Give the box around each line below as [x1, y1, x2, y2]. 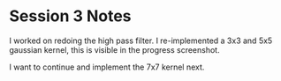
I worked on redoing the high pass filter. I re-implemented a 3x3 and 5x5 [9, 35, 273, 46]
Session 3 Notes [9, 6, 132, 26]
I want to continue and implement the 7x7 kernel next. [9, 62, 205, 72]
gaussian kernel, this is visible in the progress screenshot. [9, 44, 220, 55]
